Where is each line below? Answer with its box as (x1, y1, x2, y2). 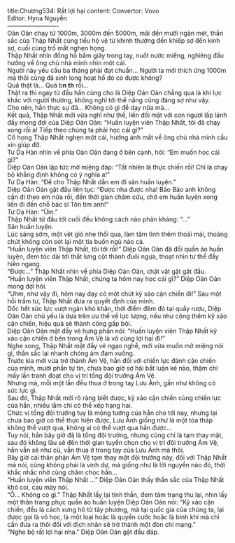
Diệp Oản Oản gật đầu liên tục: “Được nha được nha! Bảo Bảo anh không (7, 186, 216, 193)
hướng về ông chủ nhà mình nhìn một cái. (7, 59, 127, 67)
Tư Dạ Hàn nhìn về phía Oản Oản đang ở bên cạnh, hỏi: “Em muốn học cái (7, 148, 220, 156)
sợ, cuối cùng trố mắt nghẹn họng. (7, 44, 107, 52)
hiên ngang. (7, 260, 42, 268)
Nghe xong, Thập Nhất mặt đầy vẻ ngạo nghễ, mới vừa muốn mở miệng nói (7, 342, 224, 350)
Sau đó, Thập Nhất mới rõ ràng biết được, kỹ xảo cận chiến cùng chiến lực (7, 394, 222, 402)
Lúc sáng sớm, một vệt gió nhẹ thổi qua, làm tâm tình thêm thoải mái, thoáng (7, 230, 228, 238)
